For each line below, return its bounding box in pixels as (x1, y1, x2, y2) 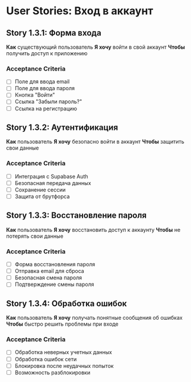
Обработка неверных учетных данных (14, 349, 113, 356)
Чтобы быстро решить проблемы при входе (6, 320, 119, 327)
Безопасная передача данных (14, 179, 91, 186)
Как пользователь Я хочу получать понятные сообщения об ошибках (6, 314, 183, 321)
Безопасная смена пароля (14, 274, 82, 281)
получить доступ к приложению (6, 50, 88, 57)
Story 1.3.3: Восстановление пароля (6, 211, 147, 221)
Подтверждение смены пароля (14, 281, 94, 288)
